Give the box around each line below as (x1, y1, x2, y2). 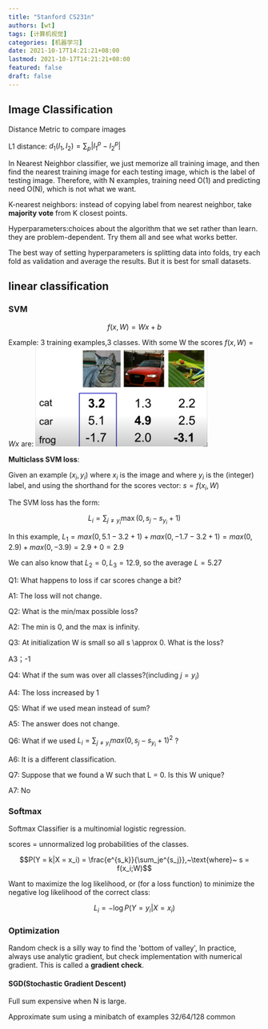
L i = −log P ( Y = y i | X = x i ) (93, 903, 176, 914)
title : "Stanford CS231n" (8, 13, 94, 21)
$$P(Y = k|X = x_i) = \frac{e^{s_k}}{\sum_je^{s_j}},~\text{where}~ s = (19, 855, 250, 864)
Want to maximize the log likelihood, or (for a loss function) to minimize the (8, 879, 255, 889)
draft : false (8, 72, 52, 80)
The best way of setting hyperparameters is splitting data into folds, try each (8, 248, 261, 258)
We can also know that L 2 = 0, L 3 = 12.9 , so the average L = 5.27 (8, 558, 222, 570)
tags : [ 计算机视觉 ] (8, 30, 67, 38)
